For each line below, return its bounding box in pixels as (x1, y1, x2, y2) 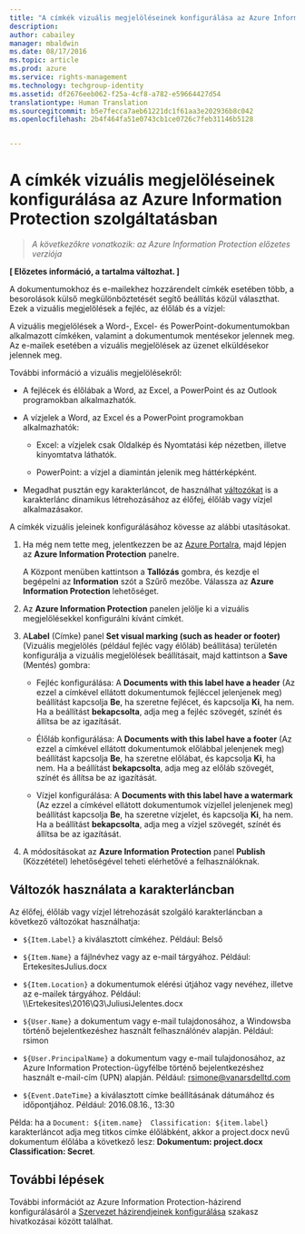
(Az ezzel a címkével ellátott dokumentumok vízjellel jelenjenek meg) (35, 800, 293, 811)
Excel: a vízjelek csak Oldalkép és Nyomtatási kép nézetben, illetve (35, 440, 287, 450)
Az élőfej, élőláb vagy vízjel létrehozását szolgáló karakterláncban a (9, 906, 263, 917)
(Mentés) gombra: (22, 660, 91, 671)
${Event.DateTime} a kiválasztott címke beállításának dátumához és (22, 1089, 275, 1100)
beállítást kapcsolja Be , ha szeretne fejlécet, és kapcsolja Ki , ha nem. (35, 697, 295, 708)
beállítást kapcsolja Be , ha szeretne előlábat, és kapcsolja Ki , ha (35, 753, 276, 764)
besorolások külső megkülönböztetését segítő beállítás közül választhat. (9, 293, 280, 305)
